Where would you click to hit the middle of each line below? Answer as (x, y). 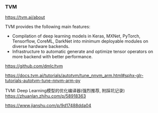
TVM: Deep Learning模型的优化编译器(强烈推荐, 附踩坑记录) (65, 91)
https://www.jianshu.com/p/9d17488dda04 (48, 106)
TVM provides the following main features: (48, 27)
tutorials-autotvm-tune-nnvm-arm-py (43, 81)
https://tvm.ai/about (25, 17)
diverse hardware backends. (41, 47)
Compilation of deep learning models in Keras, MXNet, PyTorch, (76, 36)
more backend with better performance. (52, 57)
